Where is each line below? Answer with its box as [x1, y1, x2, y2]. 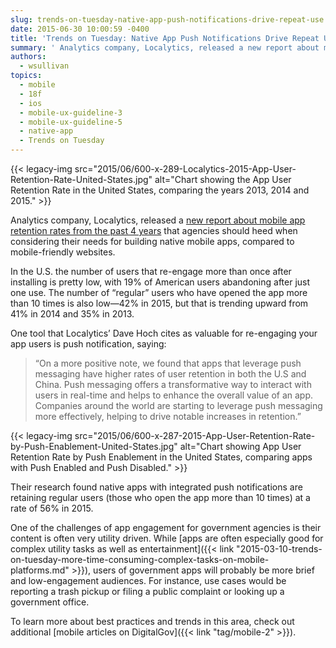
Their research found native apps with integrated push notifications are [10, 481, 303, 493]
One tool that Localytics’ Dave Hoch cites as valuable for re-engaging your [10, 327, 318, 339]
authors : [10, 52, 47, 62]
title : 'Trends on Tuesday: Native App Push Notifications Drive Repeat [10, 33, 320, 43]
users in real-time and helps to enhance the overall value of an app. [34, 389, 314, 401]
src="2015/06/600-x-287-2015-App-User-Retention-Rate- [74, 430, 316, 441]
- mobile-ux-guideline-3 [19, 107, 123, 118]
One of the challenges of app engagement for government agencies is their [10, 522, 322, 533]
